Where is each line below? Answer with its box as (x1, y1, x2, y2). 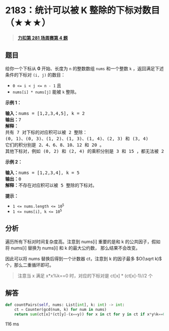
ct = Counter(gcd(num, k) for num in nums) (14, 307, 107, 312)
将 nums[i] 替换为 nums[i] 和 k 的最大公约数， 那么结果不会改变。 (5, 245, 140, 251)
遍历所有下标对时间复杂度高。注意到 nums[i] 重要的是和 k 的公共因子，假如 (5, 238, 161, 245)
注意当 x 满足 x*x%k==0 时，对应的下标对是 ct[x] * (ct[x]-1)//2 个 (17, 272, 153, 279)
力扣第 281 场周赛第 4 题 (17, 35, 68, 41)
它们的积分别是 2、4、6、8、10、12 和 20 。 (5, 142, 105, 148)
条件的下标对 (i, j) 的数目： (5, 72, 65, 78)
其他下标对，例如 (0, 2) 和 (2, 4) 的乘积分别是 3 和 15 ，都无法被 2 (5, 148, 164, 154)
